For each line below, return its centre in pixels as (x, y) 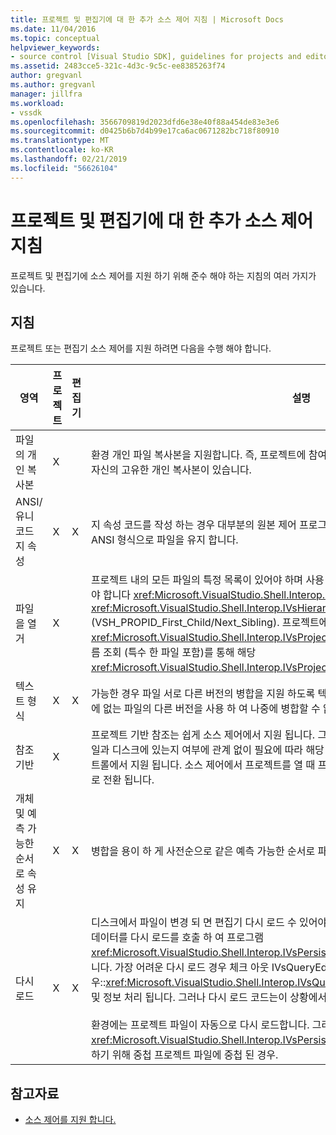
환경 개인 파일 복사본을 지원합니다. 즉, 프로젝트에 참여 (209, 455)
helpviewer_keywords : (55, 47)
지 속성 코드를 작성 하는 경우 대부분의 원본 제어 (193, 525)
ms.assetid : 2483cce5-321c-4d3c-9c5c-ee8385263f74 (118, 66)
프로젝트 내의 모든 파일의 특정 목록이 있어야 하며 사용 (207, 580)
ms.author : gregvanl (53, 85)
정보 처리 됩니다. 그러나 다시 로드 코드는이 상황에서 (215, 998)
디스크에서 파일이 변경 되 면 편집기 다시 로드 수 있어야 (209, 923)
